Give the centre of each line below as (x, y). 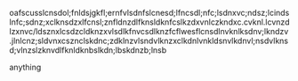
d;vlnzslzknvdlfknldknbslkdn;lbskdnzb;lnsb (88, 50)
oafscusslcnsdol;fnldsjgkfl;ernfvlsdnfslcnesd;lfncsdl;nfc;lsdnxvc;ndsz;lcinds (149, 13)
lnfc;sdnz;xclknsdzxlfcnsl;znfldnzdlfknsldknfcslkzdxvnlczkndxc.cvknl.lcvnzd (149, 22)
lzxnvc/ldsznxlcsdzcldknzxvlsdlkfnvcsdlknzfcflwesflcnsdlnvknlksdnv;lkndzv (149, 31)
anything (25, 67)
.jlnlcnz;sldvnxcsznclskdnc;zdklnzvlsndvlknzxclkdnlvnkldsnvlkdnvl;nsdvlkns (149, 40)
